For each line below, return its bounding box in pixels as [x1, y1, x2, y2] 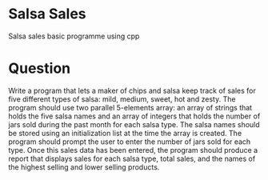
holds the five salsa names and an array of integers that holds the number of [8, 111, 261, 121]
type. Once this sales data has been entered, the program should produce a [8, 145, 258, 154]
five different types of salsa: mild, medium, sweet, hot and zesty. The [8, 94, 236, 104]
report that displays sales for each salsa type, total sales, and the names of [8, 154, 256, 163]
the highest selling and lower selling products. [8, 162, 160, 172]
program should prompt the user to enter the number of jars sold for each [8, 137, 251, 146]
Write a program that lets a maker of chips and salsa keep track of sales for [8, 86, 256, 95]
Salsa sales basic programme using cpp [8, 31, 140, 41]
